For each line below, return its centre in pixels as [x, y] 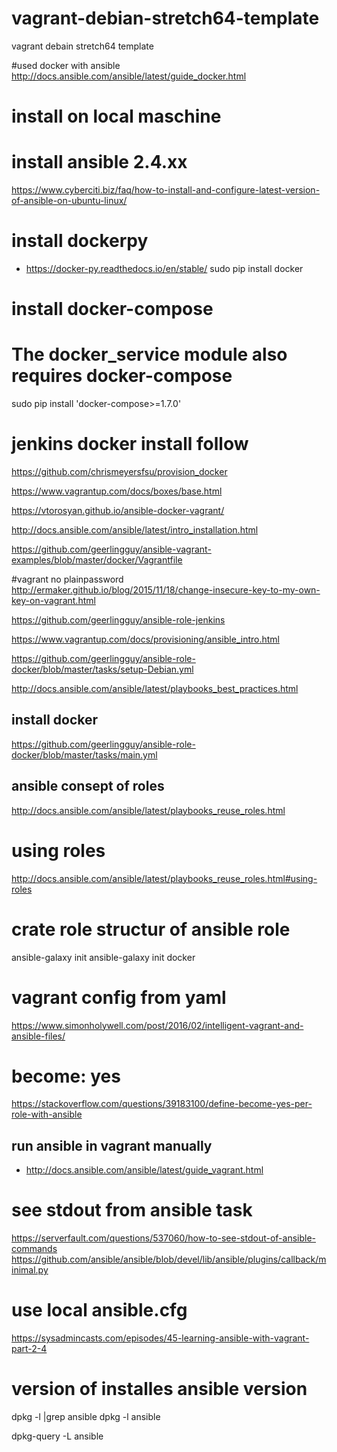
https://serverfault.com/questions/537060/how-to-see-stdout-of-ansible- [164, 1238]
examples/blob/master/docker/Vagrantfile [97, 560]
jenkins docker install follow [130, 444]
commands [34, 1249]
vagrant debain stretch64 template [82, 46]
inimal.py [30, 1270]
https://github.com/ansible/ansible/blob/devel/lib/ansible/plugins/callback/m [169, 1259]
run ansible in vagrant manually [112, 1145]
